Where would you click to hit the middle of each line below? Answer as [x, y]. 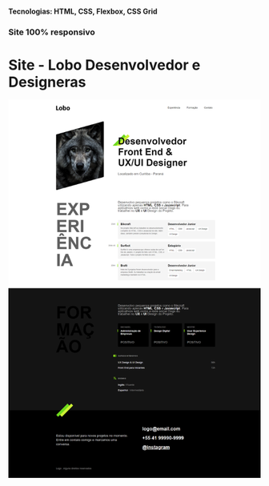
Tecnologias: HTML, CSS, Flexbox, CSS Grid [83, 11]
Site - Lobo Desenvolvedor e [104, 65]
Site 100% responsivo [52, 32]
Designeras [47, 82]
